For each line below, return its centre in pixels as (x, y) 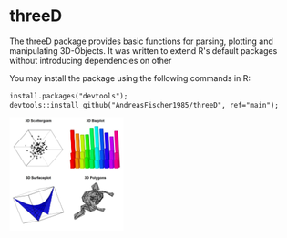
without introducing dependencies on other (91, 60)
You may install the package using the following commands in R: (130, 78)
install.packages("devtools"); (69, 96)
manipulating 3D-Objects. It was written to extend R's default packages (143, 50)
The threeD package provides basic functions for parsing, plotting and (141, 41)
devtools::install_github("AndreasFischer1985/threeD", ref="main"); (144, 105)
